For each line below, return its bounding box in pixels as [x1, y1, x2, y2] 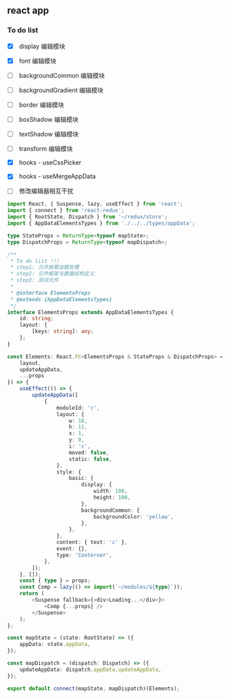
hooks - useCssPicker [19, 158, 82, 167]
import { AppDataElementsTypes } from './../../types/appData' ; [7, 220, 196, 227]
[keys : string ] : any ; [32, 328, 94, 335]
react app [7, 5, 50, 17]
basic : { [68, 474, 94, 482]
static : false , [68, 455, 112, 463]
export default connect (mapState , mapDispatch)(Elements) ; [7, 685, 180, 692]
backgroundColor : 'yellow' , [93, 513, 174, 520]
